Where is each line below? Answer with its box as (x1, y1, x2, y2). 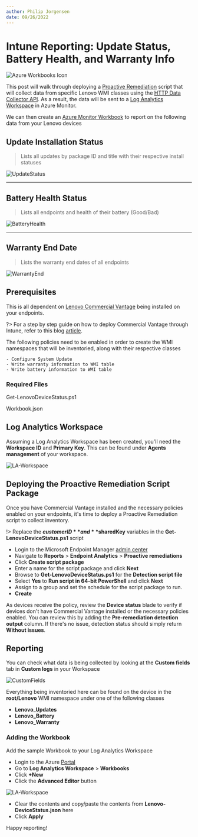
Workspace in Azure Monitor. (6, 102, 77, 109)
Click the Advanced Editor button (14, 777, 97, 784)
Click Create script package (14, 558, 84, 565)
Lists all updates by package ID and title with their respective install (20, 153, 184, 160)
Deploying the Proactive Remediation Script (6, 479, 170, 489)
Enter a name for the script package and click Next (14, 564, 139, 571)
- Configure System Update (6, 356, 72, 362)
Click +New (14, 771, 44, 778)
